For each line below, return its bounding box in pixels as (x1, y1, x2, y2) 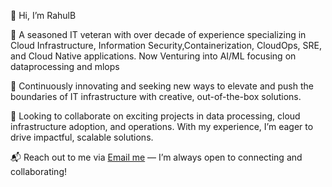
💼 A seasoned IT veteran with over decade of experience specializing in (10, 29, 307, 40)
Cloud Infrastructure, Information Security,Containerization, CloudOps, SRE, (10, 40, 322, 51)
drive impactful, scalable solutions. (10, 131, 154, 143)
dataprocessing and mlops (10, 61, 120, 72)
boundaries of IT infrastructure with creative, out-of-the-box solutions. (10, 91, 302, 102)
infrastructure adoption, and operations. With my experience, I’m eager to (10, 121, 314, 132)
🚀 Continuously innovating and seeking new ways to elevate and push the (10, 80, 314, 92)
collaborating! (10, 166, 67, 177)
